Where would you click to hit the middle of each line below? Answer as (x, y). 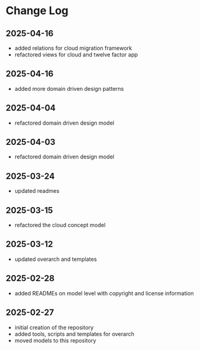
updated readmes (37, 191)
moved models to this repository (55, 340)
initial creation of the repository (54, 327)
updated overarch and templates (56, 259)
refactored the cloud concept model (60, 225)
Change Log (37, 11)
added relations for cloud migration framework (73, 48)
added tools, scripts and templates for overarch (74, 334)
